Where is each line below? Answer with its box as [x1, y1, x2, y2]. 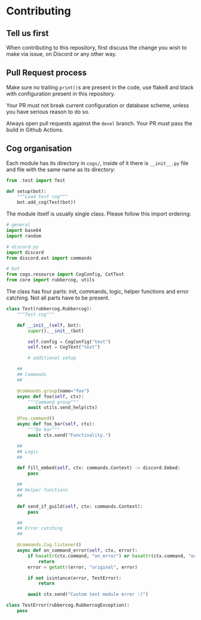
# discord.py [6, 244, 39, 250]
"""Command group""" [28, 399, 79, 405]
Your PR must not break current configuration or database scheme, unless [6, 101, 190, 109]
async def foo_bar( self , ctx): [17, 421, 95, 427]
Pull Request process [6, 68, 87, 78]
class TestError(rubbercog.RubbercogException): [6, 602, 130, 609]
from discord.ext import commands [6, 255, 93, 261]
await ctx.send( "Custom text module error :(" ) [28, 591, 148, 598]
